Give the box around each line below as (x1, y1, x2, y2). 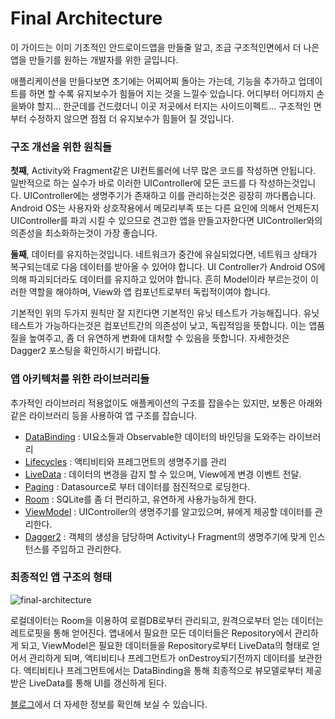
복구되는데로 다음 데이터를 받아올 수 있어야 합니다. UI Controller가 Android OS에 (10, 261, 326, 273)
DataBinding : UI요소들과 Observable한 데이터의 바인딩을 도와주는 (24, 430, 287, 442)
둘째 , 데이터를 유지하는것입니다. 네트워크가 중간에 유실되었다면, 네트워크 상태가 (10, 248, 318, 261)
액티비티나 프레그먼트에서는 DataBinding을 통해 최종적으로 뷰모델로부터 (23, 664, 304, 676)
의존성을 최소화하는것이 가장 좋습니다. (10, 227, 158, 239)
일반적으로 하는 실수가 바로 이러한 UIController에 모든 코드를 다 (10, 177, 258, 189)
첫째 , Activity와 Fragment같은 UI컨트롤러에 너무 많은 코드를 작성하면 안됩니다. (10, 165, 317, 177)
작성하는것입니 (259, 177, 317, 189)
